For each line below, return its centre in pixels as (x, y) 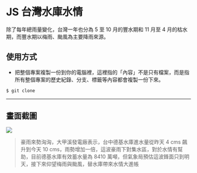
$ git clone (21, 91)
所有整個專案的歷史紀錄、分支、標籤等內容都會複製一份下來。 (89, 79)
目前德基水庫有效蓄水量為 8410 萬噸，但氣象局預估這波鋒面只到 (108, 157)
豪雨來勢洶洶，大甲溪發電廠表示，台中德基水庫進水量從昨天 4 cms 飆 (104, 142)
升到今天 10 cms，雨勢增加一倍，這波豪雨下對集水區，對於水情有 (99, 150)
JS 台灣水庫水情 (45, 12)
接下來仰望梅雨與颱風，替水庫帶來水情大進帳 (85, 164)
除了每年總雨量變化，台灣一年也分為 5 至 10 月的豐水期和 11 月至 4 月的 (92, 29)
